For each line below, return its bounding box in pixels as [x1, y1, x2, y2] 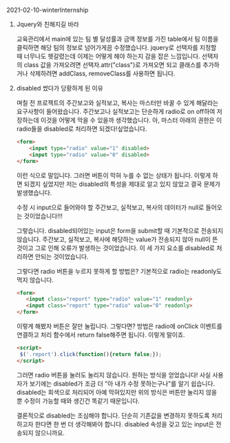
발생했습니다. [16, 188, 52, 196]
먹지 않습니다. [16, 276, 54, 284]
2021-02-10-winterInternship [6, 6, 89, 14]
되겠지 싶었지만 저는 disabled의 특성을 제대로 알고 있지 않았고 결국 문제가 [23, 180, 221, 188]
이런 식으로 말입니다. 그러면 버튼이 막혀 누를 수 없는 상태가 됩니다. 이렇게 [16, 171, 211, 179]
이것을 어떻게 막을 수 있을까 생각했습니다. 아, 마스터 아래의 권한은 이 [40, 116, 222, 124]
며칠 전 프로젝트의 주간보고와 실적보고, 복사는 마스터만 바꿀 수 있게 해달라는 [16, 99, 219, 106]
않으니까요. [34, 428, 65, 437]
